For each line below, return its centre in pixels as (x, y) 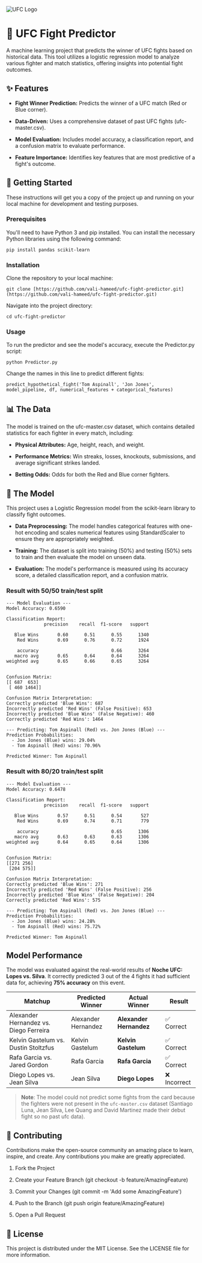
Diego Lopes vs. (32, 1075)
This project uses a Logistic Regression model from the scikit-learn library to (101, 508)
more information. (28, 1255)
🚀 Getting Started (39, 183)
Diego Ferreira (29, 1030)
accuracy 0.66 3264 (83, 651)
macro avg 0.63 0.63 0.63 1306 (81, 837)
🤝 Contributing (34, 1135)
